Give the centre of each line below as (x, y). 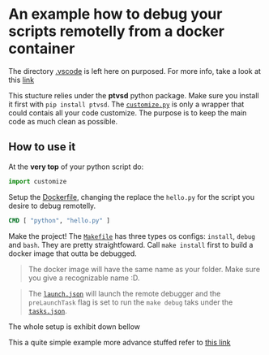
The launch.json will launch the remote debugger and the (124, 293)
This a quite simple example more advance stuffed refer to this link (120, 342)
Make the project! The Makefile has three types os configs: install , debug (132, 236)
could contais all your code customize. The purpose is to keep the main (128, 113)
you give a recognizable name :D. (84, 278)
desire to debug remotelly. (52, 206)
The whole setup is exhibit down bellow (74, 327)
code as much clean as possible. (63, 121)
